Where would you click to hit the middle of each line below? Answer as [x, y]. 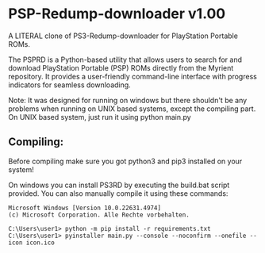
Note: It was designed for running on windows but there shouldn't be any [128, 100]
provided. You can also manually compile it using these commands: [118, 193]
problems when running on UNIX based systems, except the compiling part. [132, 109]
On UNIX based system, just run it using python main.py [100, 117]
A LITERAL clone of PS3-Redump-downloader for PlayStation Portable [123, 36]
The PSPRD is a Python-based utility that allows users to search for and [125, 59]
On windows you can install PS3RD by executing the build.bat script [119, 185]
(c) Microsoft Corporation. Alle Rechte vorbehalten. [99, 215]
